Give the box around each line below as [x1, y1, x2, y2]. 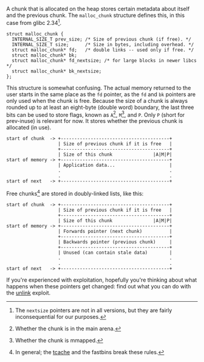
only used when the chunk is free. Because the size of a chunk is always [6, 97, 188, 104]
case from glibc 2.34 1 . [6, 18, 62, 26]
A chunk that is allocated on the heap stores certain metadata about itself [6, 5, 190, 12]
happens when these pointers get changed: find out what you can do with [6, 282, 191, 290]
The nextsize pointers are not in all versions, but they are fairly [15, 307, 172, 314]
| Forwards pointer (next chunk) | [58, 228, 172, 234]
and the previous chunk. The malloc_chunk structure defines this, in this [6, 12, 185, 19]
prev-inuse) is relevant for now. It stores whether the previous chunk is [6, 117, 183, 125]
